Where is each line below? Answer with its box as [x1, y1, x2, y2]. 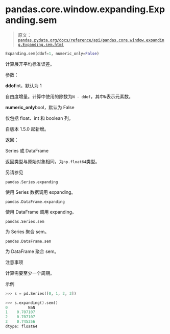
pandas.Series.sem [5, 219, 44, 224]
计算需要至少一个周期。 [5, 270, 55, 276]
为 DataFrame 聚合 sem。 [5, 248, 59, 254]
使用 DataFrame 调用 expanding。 [5, 209, 77, 215]
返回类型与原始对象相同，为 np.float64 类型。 [5, 158, 100, 164]
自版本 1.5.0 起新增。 [5, 126, 49, 132]
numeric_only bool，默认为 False [5, 104, 75, 110]
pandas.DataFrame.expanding [5, 199, 65, 204]
